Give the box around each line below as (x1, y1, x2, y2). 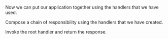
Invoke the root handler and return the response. (5, 29, 107, 34)
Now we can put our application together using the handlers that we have (5, 4, 159, 10)
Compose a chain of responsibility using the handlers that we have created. (5, 19, 163, 25)
